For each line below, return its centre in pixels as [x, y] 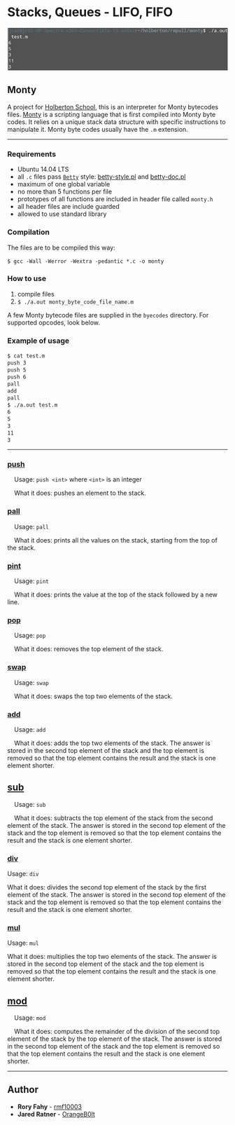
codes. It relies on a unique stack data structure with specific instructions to [116, 122]
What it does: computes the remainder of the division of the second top [117, 1032]
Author [23, 1090]
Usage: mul [23, 943]
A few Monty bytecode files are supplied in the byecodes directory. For [108, 315]
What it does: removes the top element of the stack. [88, 649]
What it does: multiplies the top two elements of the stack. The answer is [112, 957]
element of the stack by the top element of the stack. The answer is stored [115, 1039]
